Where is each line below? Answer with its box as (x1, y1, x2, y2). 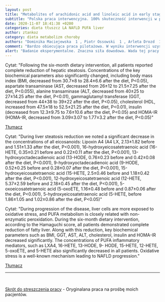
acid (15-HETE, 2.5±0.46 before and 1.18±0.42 (56, 170, 150, 176)
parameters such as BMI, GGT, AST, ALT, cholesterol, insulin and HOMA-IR (5, 232, 156, 238)
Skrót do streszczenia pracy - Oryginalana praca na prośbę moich (5, 286, 138, 292)
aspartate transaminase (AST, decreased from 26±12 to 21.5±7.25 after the (5, 83, 156, 89)
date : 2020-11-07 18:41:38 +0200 (5, 21, 74, 26)
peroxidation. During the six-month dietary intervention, (27, 216, 140, 222)
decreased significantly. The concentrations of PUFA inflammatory (5, 237, 140, 243)
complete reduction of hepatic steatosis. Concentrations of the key (5, 67, 140, 73)
